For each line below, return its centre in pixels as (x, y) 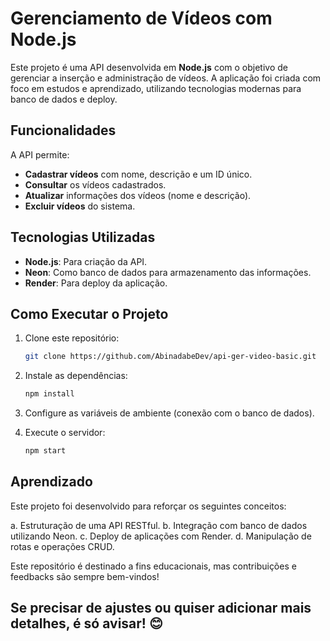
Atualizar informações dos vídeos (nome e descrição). (138, 195)
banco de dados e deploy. (64, 99)
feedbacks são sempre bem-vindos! (85, 576)
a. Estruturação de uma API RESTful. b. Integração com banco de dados (159, 525)
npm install (49, 394)
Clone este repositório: (72, 338)
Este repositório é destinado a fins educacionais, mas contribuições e (153, 566)
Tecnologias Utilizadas (83, 237)
